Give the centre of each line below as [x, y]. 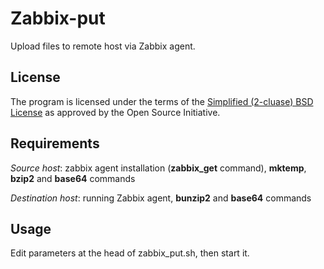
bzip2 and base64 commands [73, 178]
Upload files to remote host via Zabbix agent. [103, 46]
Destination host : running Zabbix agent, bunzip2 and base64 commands [161, 198]
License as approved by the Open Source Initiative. [115, 112]
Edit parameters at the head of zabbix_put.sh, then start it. [130, 253]
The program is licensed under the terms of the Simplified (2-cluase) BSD [162, 101]
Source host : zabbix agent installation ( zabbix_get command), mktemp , [158, 168]
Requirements [55, 143]
